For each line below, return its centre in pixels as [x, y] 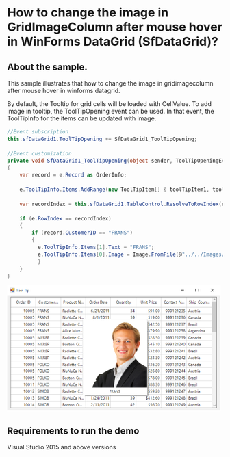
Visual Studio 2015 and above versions [62, 447]
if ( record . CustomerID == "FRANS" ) [82, 233]
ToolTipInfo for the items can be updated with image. [82, 118]
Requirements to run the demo [73, 431]
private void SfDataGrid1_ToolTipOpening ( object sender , [90, 161]
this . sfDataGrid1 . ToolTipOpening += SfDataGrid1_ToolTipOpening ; [102, 139]
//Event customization [39, 153]
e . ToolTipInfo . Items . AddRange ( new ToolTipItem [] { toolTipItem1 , [115, 190]
